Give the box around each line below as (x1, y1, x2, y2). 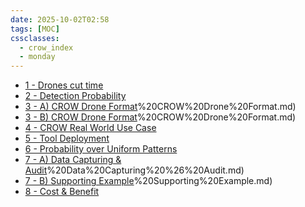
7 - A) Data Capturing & (24, 154, 122, 166)
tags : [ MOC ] (10, 24, 60, 34)
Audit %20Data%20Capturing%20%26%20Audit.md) (24, 164, 245, 176)
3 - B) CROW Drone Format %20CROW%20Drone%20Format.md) (24, 111, 297, 123)
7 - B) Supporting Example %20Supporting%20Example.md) (24, 175, 273, 187)
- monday (19, 52, 56, 62)
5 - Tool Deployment (24, 132, 110, 145)
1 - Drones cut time (24, 79, 104, 91)
